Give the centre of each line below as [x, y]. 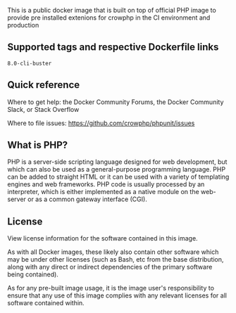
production [23, 25]
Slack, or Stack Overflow [43, 109]
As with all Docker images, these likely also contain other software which [113, 252]
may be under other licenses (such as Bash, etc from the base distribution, [116, 260]
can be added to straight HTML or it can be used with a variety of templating [118, 177]
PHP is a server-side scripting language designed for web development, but [117, 162]
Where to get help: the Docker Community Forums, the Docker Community [116, 102]
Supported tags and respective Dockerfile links [113, 47]
